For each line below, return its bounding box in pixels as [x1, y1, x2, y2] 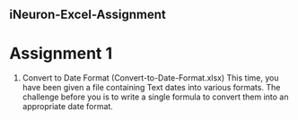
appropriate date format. [22, 101, 114, 112]
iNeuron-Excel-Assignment [9, 7, 166, 22]
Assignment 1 [9, 43, 113, 64]
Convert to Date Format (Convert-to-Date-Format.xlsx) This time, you [22, 73, 279, 83]
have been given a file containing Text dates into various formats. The [22, 82, 281, 93]
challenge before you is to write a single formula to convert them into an [22, 91, 289, 102]
